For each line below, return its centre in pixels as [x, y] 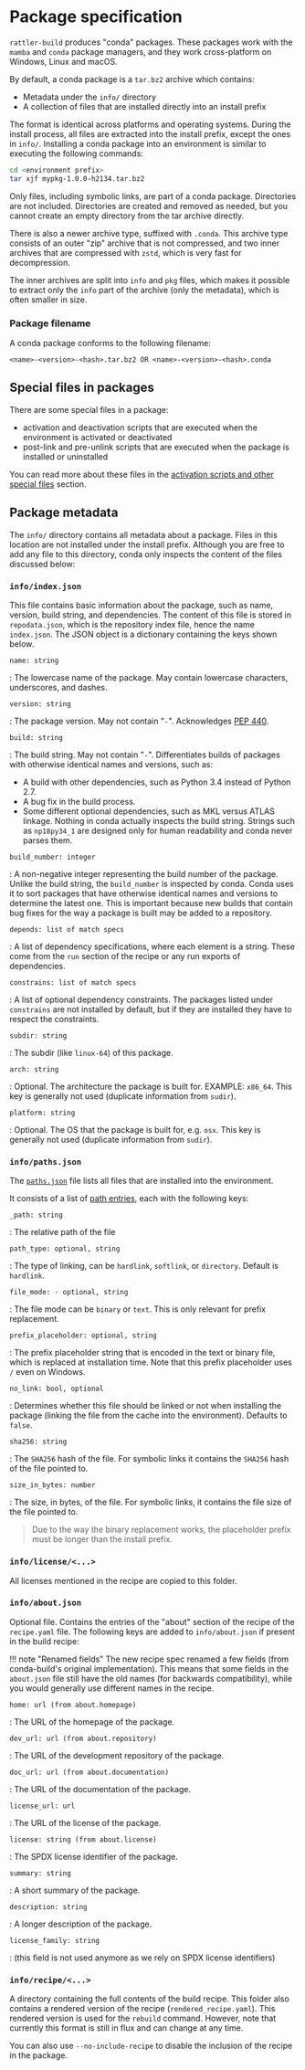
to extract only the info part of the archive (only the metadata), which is [145, 290]
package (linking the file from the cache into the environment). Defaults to [148, 1415]
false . [21, 1425]
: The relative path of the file [63, 1232]
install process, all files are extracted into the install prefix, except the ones [150, 133]
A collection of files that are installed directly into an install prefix [144, 106]
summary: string [40, 1873]
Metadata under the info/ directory [89, 97]
